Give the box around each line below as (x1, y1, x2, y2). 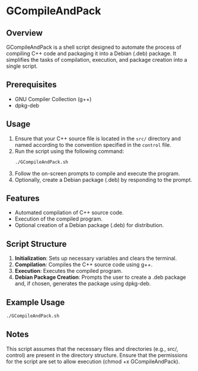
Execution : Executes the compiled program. (14, 268, 123, 275)
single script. (6, 62, 38, 70)
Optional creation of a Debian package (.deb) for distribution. (14, 222, 164, 229)
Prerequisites (6, 80, 57, 90)
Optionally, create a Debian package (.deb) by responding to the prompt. (14, 176, 193, 183)
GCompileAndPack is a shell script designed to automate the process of (6, 43, 182, 51)
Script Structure (6, 239, 67, 249)
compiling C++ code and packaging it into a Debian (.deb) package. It (6, 50, 177, 57)
